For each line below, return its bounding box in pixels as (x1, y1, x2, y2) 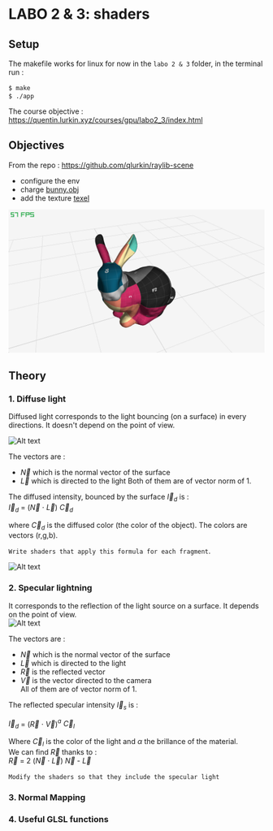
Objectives (8, 139, 65, 153)
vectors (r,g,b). (8, 530, 58, 540)
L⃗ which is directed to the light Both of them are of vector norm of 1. (19, 476, 252, 486)
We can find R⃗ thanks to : (8, 747, 97, 756)
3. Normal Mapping (8, 791, 86, 803)
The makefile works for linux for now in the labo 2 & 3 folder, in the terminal (8, 58, 263, 68)
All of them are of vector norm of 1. (19, 684, 137, 694)
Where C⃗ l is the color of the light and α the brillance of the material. (8, 736, 238, 748)
